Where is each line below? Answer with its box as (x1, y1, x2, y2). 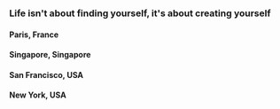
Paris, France (9, 29, 59, 40)
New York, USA (9, 90, 66, 100)
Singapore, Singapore (9, 50, 91, 60)
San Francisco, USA (9, 69, 84, 80)
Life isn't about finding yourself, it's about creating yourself (9, 7, 271, 19)
